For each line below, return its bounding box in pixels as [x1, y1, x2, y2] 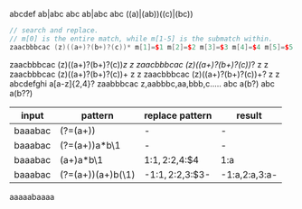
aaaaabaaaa [9, 191, 55, 202]
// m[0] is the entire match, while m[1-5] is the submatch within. [9, 34, 273, 43]
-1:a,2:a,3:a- [220, 168, 278, 180]
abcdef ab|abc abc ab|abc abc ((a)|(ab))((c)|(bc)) [9, 9, 193, 19]
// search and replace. [9, 26, 99, 35]
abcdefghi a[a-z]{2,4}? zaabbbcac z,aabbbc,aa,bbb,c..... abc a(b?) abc [9, 77, 276, 89]
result [236, 109, 262, 122]
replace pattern [144, 109, 212, 122]
